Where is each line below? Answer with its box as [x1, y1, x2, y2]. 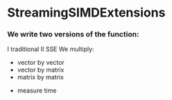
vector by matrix [17, 66, 64, 74]
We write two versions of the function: [7, 30, 139, 39]
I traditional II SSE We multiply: [7, 45, 95, 53]
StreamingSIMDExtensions [7, 5, 166, 21]
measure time [17, 86, 57, 94]
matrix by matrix [17, 73, 64, 81]
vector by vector [17, 59, 64, 67]
